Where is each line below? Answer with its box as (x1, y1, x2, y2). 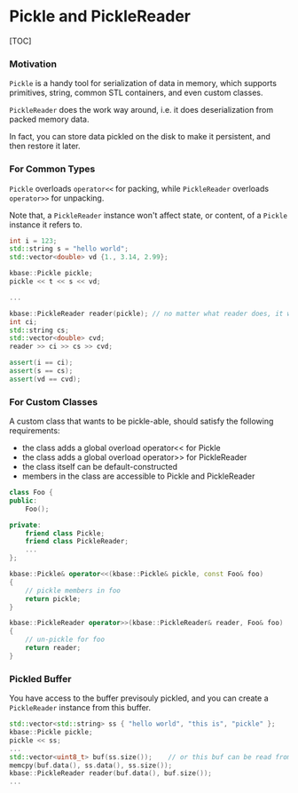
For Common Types (9, 163, 96, 175)
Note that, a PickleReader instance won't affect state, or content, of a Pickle (9, 210, 288, 220)
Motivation (9, 58, 58, 70)
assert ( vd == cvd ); (9, 375, 82, 384)
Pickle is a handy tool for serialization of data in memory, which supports (9, 78, 278, 89)
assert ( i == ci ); (9, 358, 74, 368)
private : (9, 520, 42, 529)
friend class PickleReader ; (25, 537, 129, 546)
